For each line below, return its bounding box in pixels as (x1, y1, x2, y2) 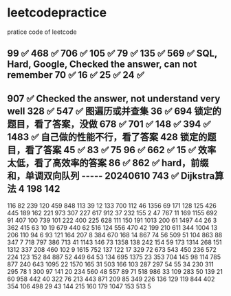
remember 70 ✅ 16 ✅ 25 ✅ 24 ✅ (7, 69, 144, 81)
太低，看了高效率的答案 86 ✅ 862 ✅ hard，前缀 (7, 157, 209, 168)
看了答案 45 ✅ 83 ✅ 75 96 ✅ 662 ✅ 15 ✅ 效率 (25, 144, 217, 156)
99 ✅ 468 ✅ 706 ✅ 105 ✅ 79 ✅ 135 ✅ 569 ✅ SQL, (7, 48, 218, 59)
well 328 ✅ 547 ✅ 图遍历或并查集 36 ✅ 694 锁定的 (7, 105, 222, 117)
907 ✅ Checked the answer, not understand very (7, 92, 221, 104)
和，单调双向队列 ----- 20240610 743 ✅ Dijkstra (7, 170, 215, 181)
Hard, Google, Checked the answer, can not (7, 59, 197, 70)
